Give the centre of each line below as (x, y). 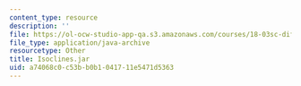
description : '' (39, 26)
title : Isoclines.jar (50, 59)
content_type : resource (54, 17)
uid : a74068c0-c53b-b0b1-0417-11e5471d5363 (92, 68)
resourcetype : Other (48, 51)
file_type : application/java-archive (80, 43)
